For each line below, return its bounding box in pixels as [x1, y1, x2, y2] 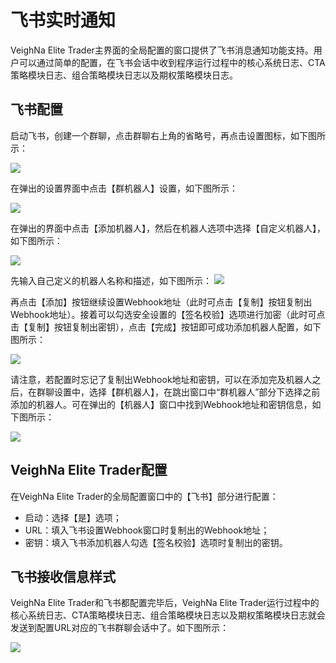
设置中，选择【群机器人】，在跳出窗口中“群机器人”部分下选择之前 [53, 386, 321, 398]
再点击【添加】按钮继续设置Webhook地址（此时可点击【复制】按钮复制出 [10, 296, 313, 308]
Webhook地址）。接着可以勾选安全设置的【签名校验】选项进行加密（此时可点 [10, 308, 326, 320]
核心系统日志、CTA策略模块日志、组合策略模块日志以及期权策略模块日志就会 [10, 609, 326, 621]
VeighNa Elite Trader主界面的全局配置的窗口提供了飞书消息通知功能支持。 [10, 44, 314, 56]
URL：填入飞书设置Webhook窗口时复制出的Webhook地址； [24, 524, 270, 536]
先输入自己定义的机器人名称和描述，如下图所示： [10, 274, 212, 286]
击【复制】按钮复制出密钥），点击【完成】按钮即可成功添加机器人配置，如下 [10, 321, 322, 333]
